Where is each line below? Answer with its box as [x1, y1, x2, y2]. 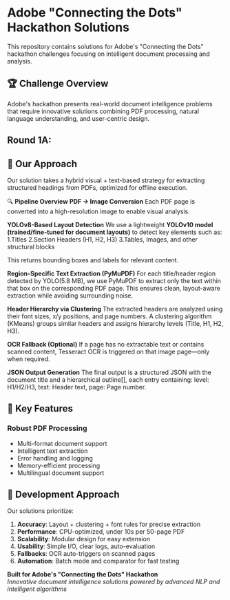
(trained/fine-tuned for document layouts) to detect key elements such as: [7, 228, 222, 236]
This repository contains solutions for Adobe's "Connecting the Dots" [7, 42, 205, 50]
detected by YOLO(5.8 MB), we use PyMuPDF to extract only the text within [7, 276, 222, 284]
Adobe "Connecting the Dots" [7, 5, 182, 21]
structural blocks [7, 242, 55, 251]
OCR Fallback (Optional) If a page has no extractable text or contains [7, 340, 205, 348]
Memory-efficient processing [17, 461, 101, 470]
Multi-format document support [17, 439, 107, 447]
